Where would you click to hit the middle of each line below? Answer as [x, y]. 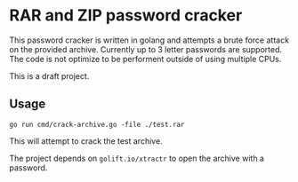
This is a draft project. [49, 75]
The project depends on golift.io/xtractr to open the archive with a [137, 158]
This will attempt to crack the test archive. [86, 141]
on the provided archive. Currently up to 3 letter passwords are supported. [146, 49]
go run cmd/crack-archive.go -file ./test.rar [97, 124]
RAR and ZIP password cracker [126, 16]
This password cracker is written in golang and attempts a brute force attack [149, 40]
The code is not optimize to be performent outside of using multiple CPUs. [145, 59]
